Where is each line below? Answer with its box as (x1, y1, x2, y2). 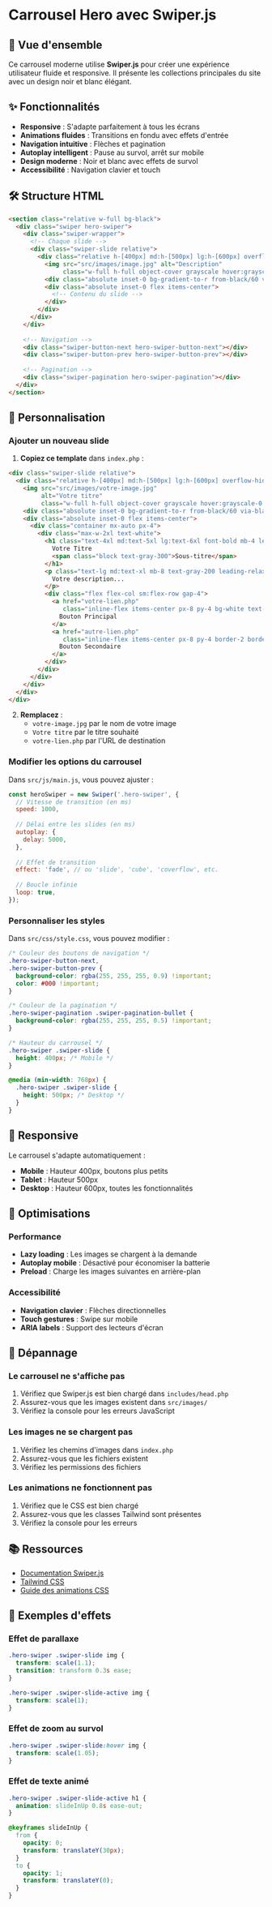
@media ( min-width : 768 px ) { (8, 1076, 107, 1084)
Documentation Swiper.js (19, 1568, 104, 1578)
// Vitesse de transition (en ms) (15, 797, 132, 806)
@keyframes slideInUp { (8, 1823, 89, 1832)
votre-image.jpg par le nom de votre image (32, 719, 176, 728)
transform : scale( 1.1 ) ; (15, 1659, 96, 1668)
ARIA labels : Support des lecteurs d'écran (19, 1322, 164, 1332)
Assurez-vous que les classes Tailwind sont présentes (19, 1509, 202, 1518)
